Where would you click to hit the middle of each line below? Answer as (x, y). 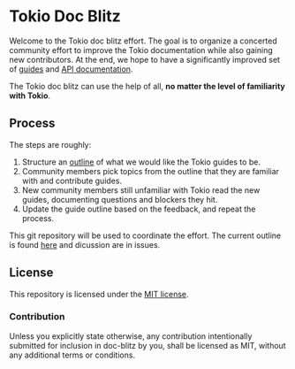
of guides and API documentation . (71, 69)
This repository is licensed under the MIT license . (99, 294)
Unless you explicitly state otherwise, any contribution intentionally (131, 336)
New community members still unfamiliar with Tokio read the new (141, 190)
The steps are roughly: (50, 144)
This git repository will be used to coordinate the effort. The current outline (145, 235)
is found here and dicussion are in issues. (85, 244)
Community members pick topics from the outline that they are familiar (151, 171)
